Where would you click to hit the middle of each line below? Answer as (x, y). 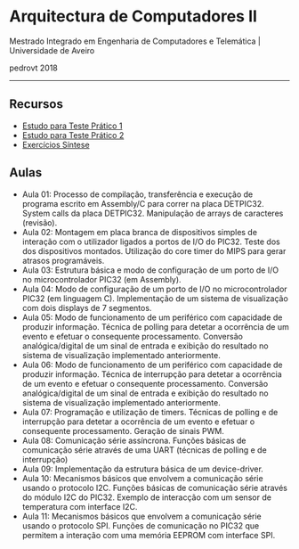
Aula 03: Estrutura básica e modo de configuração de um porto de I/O (150, 270)
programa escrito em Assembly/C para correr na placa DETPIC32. (143, 203)
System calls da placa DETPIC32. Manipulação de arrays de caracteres (153, 213)
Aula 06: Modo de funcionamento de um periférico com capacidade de (152, 365)
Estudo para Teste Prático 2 (73, 135)
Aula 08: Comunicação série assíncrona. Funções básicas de (134, 440)
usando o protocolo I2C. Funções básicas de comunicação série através (154, 488)
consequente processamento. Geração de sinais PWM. (123, 430)
